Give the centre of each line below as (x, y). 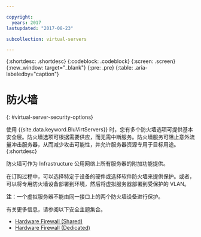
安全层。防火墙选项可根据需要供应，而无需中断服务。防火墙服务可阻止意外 (98, 137)
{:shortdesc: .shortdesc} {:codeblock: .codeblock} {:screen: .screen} (91, 61)
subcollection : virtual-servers (46, 39)
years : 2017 (27, 22)
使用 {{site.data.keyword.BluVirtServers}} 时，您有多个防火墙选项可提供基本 (100, 130)
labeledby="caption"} (33, 74)
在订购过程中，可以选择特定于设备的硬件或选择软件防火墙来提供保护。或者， (100, 176)
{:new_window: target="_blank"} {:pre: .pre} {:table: (70, 68)
